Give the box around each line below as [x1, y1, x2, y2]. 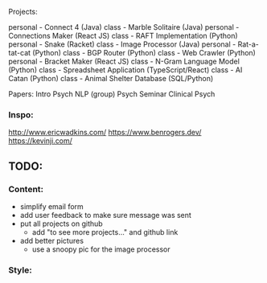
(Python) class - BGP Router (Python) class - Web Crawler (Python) [31, 48, 256, 57]
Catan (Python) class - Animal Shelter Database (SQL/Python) [8, 74, 214, 83]
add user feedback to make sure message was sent [19, 210, 191, 219]
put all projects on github [19, 219, 103, 228]
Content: [8, 183, 44, 195]
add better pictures [19, 236, 84, 245]
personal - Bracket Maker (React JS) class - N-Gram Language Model [8, 56, 240, 66]
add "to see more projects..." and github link [31, 227, 179, 236]
